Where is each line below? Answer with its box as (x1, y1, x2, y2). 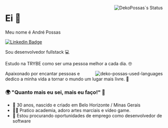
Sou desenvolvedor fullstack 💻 (5, 49, 70, 55)
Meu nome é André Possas (5, 29, 61, 35)
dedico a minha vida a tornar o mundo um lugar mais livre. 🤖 (5, 76, 129, 82)
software (12, 118, 31, 124)
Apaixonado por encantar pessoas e (5, 70, 80, 76)
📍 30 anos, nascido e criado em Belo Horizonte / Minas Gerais (12, 102, 141, 108)
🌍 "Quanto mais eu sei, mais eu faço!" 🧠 (5, 88, 105, 95)
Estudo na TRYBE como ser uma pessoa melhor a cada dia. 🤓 (5, 60, 132, 66)
